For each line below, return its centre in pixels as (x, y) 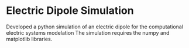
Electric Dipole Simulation (70, 11)
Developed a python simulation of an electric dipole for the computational (94, 27)
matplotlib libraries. (29, 39)
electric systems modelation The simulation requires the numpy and (88, 32)
